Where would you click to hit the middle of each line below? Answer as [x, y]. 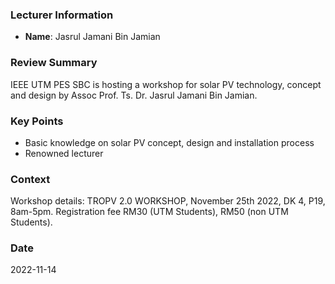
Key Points [37, 121]
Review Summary [54, 63]
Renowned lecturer [64, 153]
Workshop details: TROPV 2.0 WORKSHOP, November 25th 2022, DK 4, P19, [168, 201]
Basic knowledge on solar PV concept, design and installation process [169, 142]
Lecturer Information [62, 15]
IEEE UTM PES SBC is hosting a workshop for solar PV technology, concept [166, 84]
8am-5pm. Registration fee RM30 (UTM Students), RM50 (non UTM [149, 212]
